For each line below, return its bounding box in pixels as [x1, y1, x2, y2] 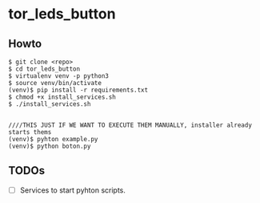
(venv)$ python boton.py [8, 142, 91, 150]
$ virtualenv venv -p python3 [8, 72, 110, 80]
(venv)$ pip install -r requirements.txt [8, 86, 149, 94]
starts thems [8, 128, 52, 136]
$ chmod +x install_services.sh [8, 93, 116, 101]
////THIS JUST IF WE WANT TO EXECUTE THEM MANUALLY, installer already [8, 121, 252, 129]
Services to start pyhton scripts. [19, 185, 126, 195]
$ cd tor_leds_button [8, 65, 81, 73]
